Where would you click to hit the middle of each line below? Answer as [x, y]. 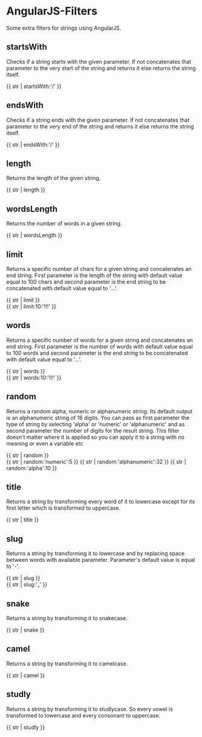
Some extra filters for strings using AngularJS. [64, 28]
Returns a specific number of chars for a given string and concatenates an [99, 269]
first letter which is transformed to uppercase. [64, 508]
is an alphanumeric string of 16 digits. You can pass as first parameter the [98, 418]
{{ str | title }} [23, 520]
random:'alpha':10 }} [32, 468]
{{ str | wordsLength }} [34, 235]
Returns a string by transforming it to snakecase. [67, 618]
